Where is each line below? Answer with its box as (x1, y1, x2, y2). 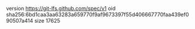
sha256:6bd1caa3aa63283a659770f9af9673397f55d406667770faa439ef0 (6, 11, 190, 18)
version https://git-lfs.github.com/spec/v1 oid (6, 5, 116, 12)
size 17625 (34, 17, 61, 24)
